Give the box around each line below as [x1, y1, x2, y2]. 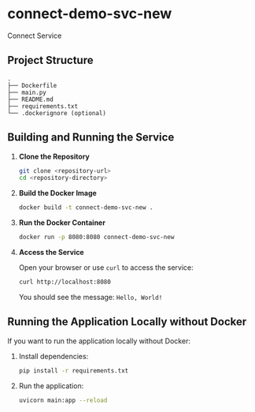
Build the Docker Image [18, 189, 98, 198]
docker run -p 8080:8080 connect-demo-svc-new [18, 234, 175, 242]
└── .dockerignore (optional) [7, 109, 107, 117]
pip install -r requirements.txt [18, 366, 129, 375]
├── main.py [7, 88, 46, 96]
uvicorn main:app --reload [18, 396, 108, 404]
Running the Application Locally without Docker [7, 315, 247, 328]
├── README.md [7, 96, 54, 103]
